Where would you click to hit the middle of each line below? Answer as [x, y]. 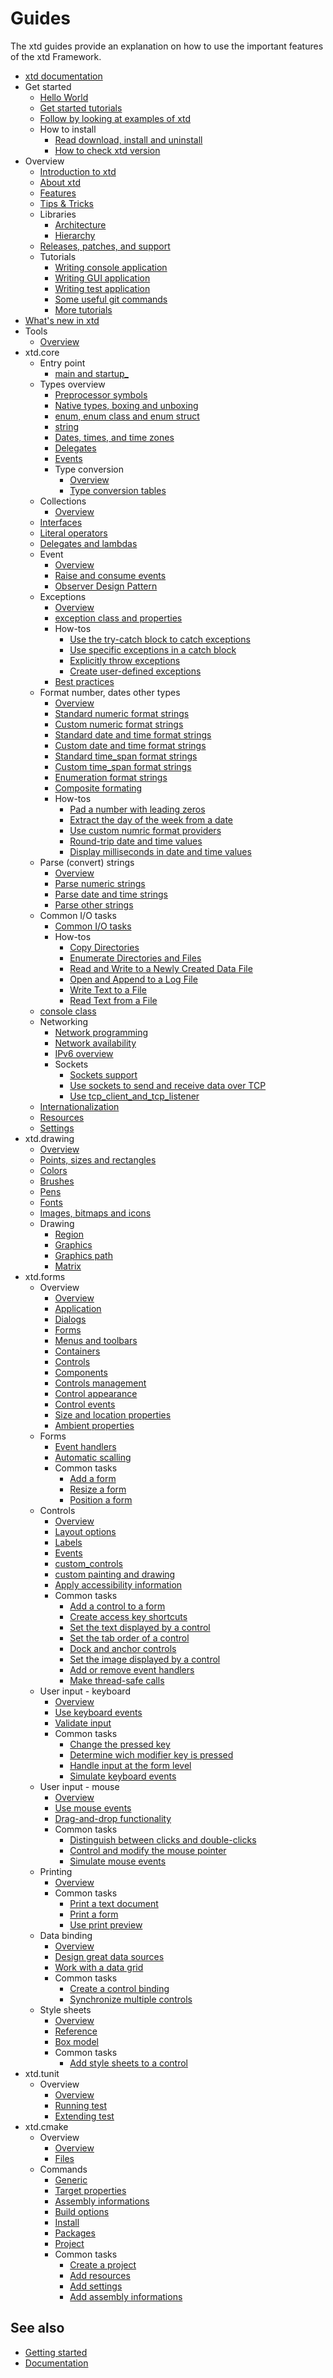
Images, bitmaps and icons [95, 1213]
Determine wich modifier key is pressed [151, 1754]
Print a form [94, 1914]
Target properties [90, 2190]
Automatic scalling [93, 1457]
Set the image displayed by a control [145, 1659]
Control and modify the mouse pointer [148, 1850]
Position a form [101, 1499]
